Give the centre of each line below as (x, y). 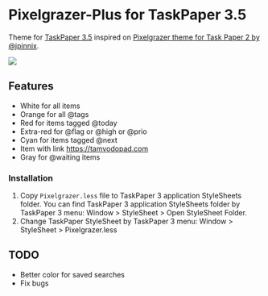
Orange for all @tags (54, 114)
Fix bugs (34, 283)
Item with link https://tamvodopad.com (84, 148)
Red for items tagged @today (69, 123)
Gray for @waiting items (60, 157)
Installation (31, 177)
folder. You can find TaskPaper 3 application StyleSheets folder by (130, 204)
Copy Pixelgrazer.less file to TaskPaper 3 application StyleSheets (131, 196)
